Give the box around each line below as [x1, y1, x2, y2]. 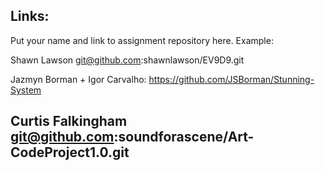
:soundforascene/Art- [113, 129, 255, 146]
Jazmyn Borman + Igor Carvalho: [10, 73, 147, 85]
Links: [10, 8, 50, 25]
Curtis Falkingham [10, 113, 128, 130]
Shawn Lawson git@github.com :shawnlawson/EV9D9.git [10, 54, 245, 66]
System [10, 84, 42, 96]
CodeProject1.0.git [10, 144, 130, 161]
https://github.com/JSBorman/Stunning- [148, 73, 315, 85]
